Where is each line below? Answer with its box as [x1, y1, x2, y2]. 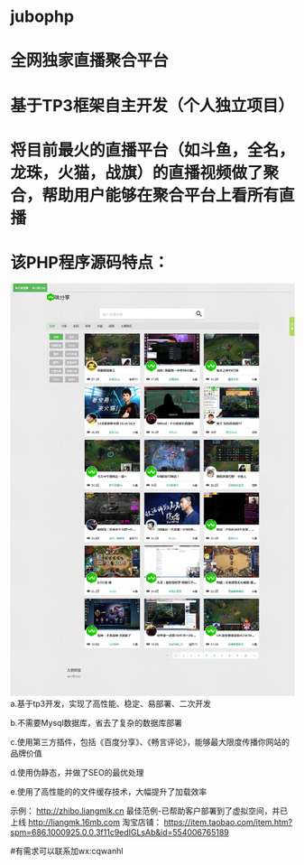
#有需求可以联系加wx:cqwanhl [10, 845, 124, 856]
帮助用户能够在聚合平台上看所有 [41, 185, 280, 205]
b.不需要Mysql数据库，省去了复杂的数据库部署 [10, 717, 183, 728]
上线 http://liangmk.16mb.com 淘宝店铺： [10, 816, 162, 827]
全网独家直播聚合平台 [10, 51, 170, 71]
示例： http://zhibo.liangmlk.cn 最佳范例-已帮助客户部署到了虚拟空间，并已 [10, 805, 289, 816]
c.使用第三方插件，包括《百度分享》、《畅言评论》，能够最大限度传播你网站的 [10, 736, 290, 747]
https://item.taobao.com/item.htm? [163, 816, 293, 827]
